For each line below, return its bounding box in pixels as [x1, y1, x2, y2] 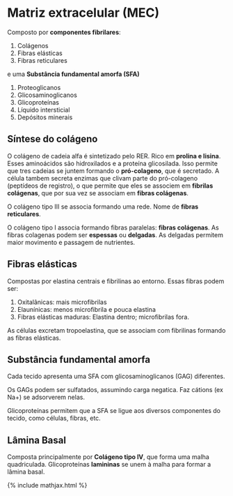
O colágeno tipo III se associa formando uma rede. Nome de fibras [7, 202, 199, 211]
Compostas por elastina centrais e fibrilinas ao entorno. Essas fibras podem [7, 277, 225, 285]
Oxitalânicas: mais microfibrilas [17, 298, 107, 306]
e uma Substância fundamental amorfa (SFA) [7, 70, 140, 78]
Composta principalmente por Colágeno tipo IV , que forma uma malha [7, 453, 210, 461]
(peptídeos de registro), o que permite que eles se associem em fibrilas [7, 181, 214, 190]
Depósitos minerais [17, 113, 73, 121]
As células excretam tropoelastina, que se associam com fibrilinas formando [7, 326, 226, 334]
